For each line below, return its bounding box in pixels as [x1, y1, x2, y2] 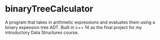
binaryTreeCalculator [5, 3, 94, 14]
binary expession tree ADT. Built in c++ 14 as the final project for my [5, 24, 142, 30]
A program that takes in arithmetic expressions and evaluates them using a [5, 19, 155, 25]
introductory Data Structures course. [5, 29, 79, 35]
